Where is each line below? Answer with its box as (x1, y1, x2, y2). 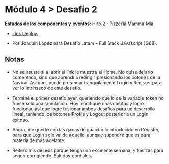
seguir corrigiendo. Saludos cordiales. (12, 152, 92, 159)
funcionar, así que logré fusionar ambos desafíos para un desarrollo (12, 106, 155, 112)
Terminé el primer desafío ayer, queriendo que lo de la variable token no (12, 95, 164, 101)
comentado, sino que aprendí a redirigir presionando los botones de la (12, 74, 160, 80)
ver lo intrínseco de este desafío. (12, 85, 82, 91)
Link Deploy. (12, 30, 39, 36)
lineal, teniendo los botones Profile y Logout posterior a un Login (12, 111, 149, 117)
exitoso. (12, 116, 29, 123)
